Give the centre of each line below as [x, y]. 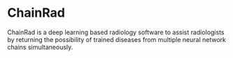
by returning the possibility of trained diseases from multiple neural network [116, 39]
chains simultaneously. [40, 47]
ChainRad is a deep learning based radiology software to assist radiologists [116, 32]
